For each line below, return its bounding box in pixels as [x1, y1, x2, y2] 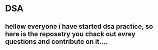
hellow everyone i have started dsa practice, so [5, 22, 154, 31]
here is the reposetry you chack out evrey [5, 30, 136, 38]
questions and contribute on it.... [5, 37, 108, 46]
